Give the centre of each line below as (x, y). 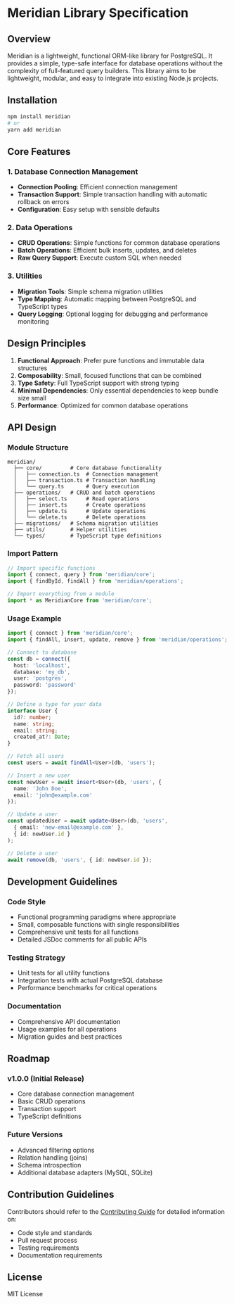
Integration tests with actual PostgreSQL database (90, 980)
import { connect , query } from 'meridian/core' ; (82, 575)
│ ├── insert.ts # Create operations (80, 505)
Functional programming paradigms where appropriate (97, 917)
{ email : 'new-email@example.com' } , (69, 828)
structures (32, 368)
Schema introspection (49, 1165)
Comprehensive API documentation (69, 1021)
